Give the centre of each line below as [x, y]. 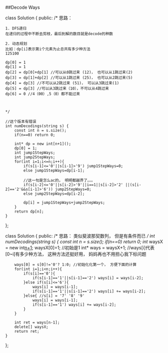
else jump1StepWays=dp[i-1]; [54, 170]
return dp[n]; [29, 212]
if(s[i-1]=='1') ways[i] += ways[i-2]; [74, 305]
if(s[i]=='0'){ [39, 274]
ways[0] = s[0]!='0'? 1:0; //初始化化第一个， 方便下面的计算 [75, 264]
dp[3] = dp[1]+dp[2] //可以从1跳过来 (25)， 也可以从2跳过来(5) [69, 78]
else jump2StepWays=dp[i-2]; [54, 194]
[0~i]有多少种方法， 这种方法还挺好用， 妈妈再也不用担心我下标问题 [76, 254]
